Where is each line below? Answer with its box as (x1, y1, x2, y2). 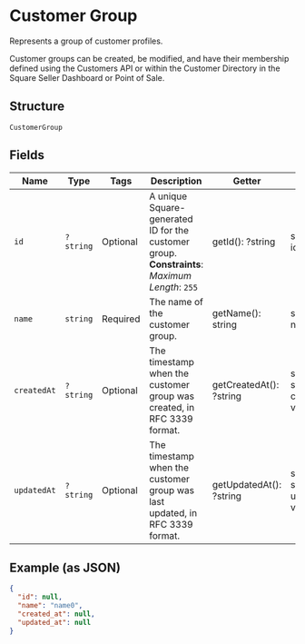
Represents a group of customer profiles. (9, 35, 163, 46)
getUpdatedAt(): (212, 478, 282, 490)
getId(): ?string (212, 235, 276, 248)
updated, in (149, 506, 198, 519)
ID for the (149, 223, 189, 236)
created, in (149, 401, 195, 413)
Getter (232, 174, 261, 187)
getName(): (212, 306, 261, 319)
